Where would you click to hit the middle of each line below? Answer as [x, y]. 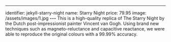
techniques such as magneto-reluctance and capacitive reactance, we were [85, 29]
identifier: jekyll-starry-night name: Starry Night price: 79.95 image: [76, 13]
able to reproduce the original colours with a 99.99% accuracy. [72, 34]
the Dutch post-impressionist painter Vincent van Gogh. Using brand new [82, 23]
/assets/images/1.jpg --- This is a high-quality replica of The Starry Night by [85, 18]
